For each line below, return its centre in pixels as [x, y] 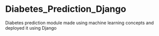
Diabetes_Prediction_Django [66, 9]
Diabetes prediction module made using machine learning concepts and [79, 23]
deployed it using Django [31, 28]
